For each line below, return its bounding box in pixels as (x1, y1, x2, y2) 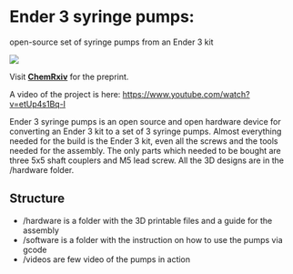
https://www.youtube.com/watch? (122, 88, 250, 99)
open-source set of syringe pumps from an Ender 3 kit (9, 36, 214, 47)
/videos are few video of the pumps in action (22, 253, 191, 265)
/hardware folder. (9, 164, 75, 175)
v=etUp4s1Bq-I (9, 98, 66, 109)
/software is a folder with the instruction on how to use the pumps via (22, 234, 283, 245)
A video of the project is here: (9, 88, 121, 99)
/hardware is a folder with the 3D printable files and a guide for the (22, 215, 273, 226)
